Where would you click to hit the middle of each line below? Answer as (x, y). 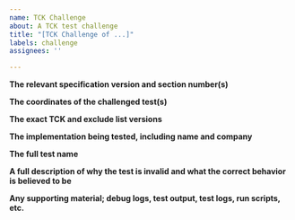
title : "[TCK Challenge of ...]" (72, 34)
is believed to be (40, 181)
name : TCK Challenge (48, 18)
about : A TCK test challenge (64, 26)
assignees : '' (36, 51)
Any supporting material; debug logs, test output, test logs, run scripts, (145, 198)
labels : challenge (43, 43)
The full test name (44, 154)
